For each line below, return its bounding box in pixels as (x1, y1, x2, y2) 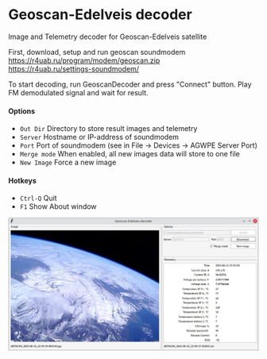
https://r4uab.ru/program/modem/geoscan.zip (8, 56, 161, 65)
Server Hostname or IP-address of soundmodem (19, 133, 180, 142)
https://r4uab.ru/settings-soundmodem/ (8, 64, 140, 73)
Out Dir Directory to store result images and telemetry (19, 124, 198, 133)
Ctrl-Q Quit (19, 193, 57, 203)
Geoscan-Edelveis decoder (8, 6, 192, 24)
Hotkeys (8, 176, 37, 185)
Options (8, 106, 36, 116)
